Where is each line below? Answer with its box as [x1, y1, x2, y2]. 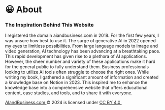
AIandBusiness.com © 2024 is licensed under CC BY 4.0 [5, 100, 121, 106]
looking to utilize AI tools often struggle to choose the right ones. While [5, 69, 149, 75]
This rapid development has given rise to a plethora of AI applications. [5, 54, 147, 59]
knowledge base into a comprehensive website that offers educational [5, 85, 148, 91]
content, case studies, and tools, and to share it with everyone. [5, 90, 133, 96]
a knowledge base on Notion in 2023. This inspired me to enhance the [5, 80, 148, 85]
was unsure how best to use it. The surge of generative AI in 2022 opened [5, 38, 156, 44]
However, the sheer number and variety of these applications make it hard [5, 58, 156, 65]
